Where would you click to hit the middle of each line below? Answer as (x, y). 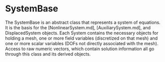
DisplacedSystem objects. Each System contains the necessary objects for (82, 33)
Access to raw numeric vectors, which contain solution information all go (80, 49)
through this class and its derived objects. (48, 54)
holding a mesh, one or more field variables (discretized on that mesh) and (82, 38)
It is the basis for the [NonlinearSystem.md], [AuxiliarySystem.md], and (78, 27)
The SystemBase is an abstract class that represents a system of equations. (83, 22)
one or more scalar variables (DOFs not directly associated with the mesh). (82, 43)
